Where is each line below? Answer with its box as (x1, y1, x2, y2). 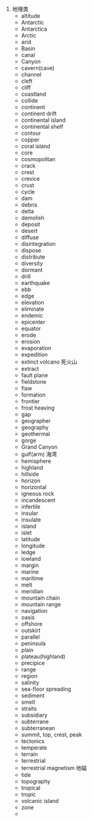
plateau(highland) (21, 653, 66, 660)
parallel (21, 633, 40, 641)
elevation (21, 299, 44, 306)
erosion (21, 338, 41, 345)
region (21, 672, 38, 679)
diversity (21, 260, 44, 267)
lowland (21, 555, 41, 562)
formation (21, 391, 46, 398)
